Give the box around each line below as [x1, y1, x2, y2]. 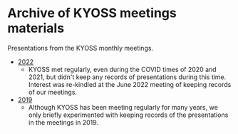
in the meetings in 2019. [28, 118, 98, 126]
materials [7, 20, 65, 36]
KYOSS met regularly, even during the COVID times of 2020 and [28, 65, 217, 73]
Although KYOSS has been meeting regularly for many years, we [28, 103, 219, 111]
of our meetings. [28, 88, 77, 96]
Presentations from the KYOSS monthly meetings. [7, 43, 154, 52]
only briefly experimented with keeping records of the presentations [28, 110, 229, 119]
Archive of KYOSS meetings [7, 5, 177, 21]
